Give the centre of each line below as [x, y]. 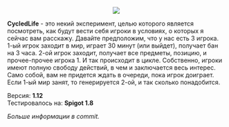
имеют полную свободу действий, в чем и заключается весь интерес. [111, 68]
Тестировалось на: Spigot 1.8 [51, 103]
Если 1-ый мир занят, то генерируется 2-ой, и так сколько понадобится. [114, 82]
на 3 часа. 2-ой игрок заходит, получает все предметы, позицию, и [107, 53]
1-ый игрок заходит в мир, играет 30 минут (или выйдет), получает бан [113, 46]
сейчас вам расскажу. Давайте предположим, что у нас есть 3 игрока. [113, 38]
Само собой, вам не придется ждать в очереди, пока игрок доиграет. [111, 75]
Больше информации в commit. [54, 116]
